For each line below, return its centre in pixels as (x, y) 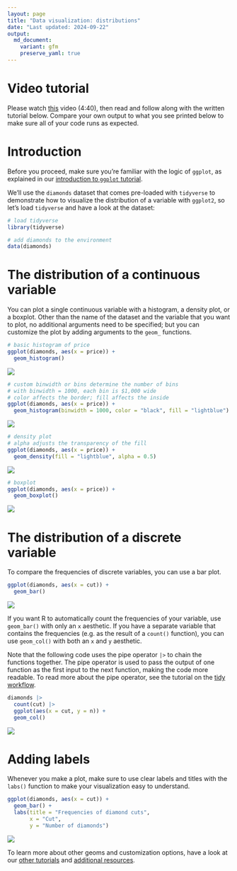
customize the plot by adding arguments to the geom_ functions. (100, 332)
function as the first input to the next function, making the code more (108, 670)
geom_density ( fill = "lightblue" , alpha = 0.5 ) (85, 456)
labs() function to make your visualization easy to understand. (99, 786)
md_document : (33, 40)
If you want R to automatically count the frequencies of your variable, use (114, 618)
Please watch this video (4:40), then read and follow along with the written (116, 108)
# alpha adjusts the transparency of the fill (77, 443)
